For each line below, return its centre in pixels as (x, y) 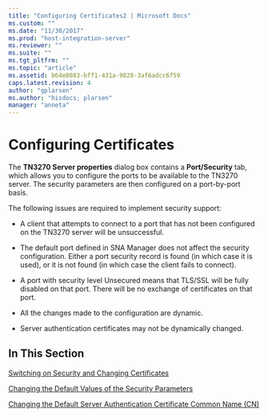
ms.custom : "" (32, 23)
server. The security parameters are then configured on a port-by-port (124, 184)
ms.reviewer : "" (35, 46)
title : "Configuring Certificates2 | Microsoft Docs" (100, 16)
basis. (18, 192)
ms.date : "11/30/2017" (46, 30)
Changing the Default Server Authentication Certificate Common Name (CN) (134, 404)
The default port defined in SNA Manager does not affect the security (134, 248)
